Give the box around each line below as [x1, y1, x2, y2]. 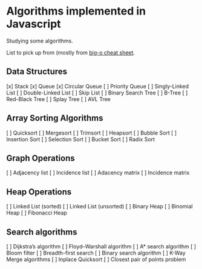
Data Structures [6, 67, 68, 77]
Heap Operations [6, 187, 72, 197]
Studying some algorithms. [6, 37, 74, 44]
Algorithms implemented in [6, 4, 146, 18]
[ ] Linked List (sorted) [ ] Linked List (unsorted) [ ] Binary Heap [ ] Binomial [6, 203, 193, 210]
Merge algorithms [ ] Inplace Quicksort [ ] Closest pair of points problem [6, 256, 186, 263]
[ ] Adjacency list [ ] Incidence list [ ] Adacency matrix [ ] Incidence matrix [6, 169, 190, 176]
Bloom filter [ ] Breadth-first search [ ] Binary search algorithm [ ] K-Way [6, 250, 186, 256]
